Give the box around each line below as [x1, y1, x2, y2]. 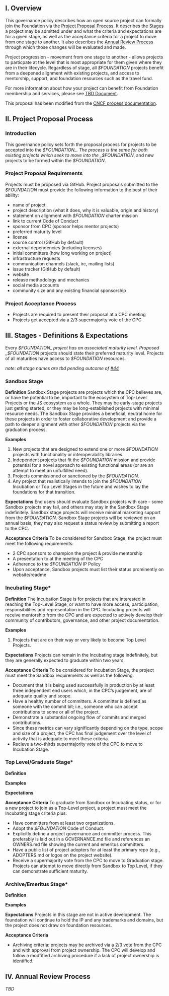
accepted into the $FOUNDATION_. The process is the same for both [5, 147, 148, 153]
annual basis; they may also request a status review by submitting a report [5, 520, 159, 526]
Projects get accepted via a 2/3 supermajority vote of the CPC [12, 317, 142, 323]
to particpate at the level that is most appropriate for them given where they [5, 59, 162, 65]
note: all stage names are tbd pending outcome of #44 [5, 365, 119, 371]
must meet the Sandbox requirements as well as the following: [5, 672, 134, 678]
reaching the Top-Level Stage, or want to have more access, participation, [5, 601, 159, 607]
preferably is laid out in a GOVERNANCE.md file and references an [12, 836, 150, 842]
